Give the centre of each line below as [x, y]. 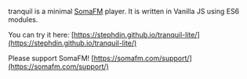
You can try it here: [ [41, 35]
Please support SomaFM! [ [51, 58]
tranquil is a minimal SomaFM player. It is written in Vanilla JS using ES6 [124, 11]
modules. [23, 20]
